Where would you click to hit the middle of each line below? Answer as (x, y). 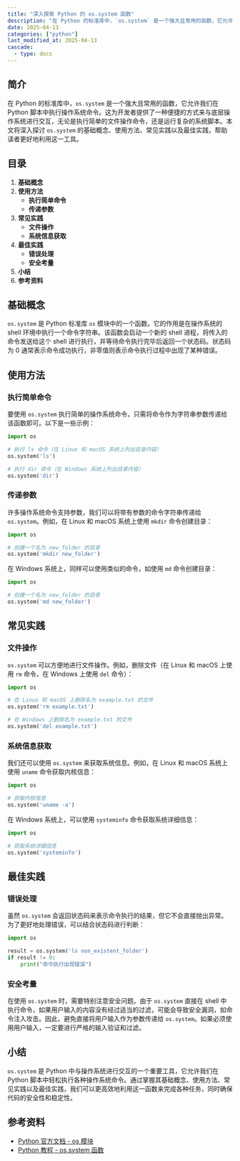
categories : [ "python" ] (43, 34)
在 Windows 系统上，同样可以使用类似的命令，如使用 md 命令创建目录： (112, 569)
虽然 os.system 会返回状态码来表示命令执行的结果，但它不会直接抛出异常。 (117, 916)
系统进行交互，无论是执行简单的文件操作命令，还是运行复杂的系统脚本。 (120, 121)
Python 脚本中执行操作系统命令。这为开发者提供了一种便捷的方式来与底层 (116, 112)
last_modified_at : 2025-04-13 (52, 41)
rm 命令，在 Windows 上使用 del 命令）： (74, 674)
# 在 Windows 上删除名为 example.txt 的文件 (70, 720)
